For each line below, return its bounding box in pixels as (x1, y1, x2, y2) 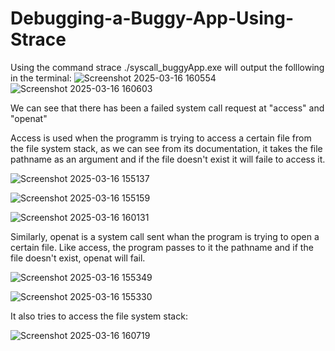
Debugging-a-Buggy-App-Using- (10, 7, 295, 30)
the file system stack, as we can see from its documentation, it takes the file (10, 142, 323, 154)
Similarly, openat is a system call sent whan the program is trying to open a (10, 230, 320, 242)
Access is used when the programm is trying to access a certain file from (10, 132, 312, 144)
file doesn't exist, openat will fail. (10, 252, 146, 264)
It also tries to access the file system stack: (10, 310, 188, 322)
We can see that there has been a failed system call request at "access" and (10, 102, 325, 114)
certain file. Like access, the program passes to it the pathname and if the (10, 241, 314, 253)
